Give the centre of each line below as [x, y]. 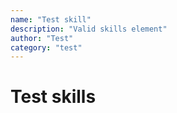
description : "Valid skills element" [89, 29]
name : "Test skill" [51, 19]
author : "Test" [42, 38]
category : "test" [46, 47]
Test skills [53, 97]
